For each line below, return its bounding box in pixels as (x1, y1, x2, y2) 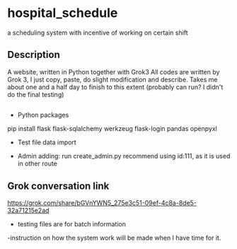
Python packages (17, 111, 69, 120)
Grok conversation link (7, 180, 110, 192)
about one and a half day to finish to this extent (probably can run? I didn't (7, 83, 224, 91)
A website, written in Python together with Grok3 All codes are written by (7, 67, 220, 76)
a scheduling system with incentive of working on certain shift (7, 28, 189, 37)
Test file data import (17, 138, 76, 146)
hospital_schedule (7, 5, 118, 21)
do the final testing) (7, 90, 64, 98)
